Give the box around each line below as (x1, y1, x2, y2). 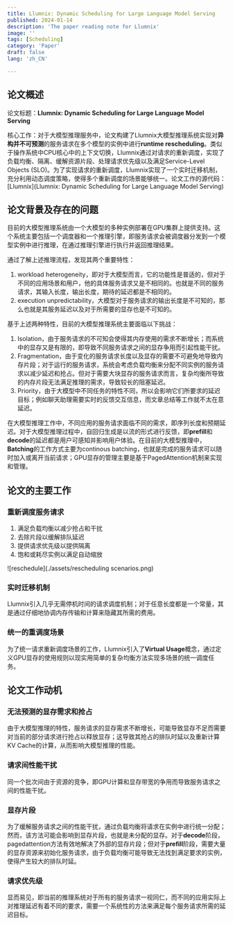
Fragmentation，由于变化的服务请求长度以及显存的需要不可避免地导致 (17, 352, 217, 360)
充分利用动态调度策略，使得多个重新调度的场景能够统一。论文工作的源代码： (7, 174, 226, 183)
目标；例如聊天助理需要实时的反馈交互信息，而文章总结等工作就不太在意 (17, 395, 224, 403)
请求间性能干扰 (7, 760, 58, 770)
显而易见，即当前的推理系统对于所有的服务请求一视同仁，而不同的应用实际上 (7, 893, 226, 901)
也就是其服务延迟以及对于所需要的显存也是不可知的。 (23, 305, 175, 313)
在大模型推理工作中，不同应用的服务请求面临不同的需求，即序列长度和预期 (7, 419, 220, 427)
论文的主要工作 (7, 484, 71, 497)
